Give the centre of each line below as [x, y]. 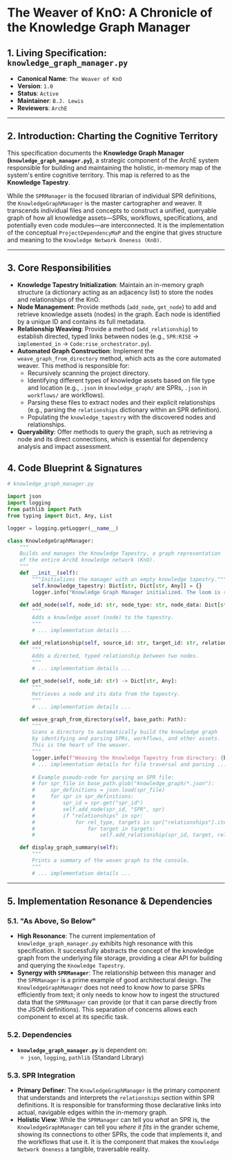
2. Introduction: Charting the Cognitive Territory [113, 136]
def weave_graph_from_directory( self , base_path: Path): [103, 719]
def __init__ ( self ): [49, 573]
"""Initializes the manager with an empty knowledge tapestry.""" [129, 579]
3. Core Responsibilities [59, 268]
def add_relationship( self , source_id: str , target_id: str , [109, 643]
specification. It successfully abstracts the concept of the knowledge [115, 951]
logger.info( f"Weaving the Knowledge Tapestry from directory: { [128, 758]
